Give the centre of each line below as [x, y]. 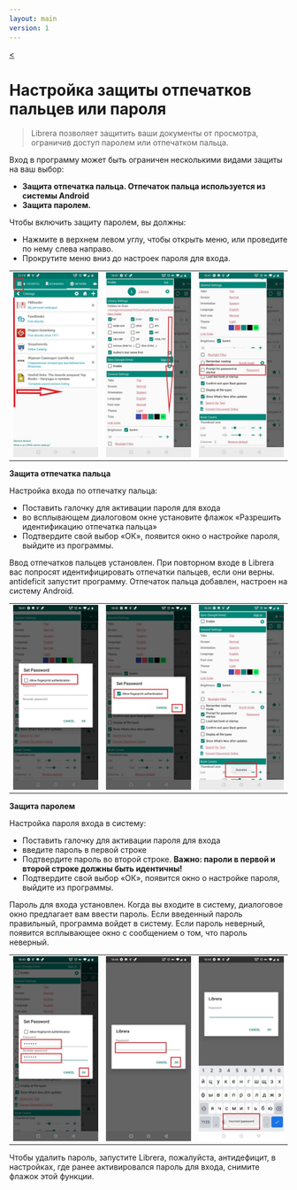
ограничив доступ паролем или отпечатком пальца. [129, 143]
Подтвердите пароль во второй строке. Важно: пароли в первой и [148, 860]
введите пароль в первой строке [84, 850]
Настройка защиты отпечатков [130, 90]
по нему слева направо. [68, 249]
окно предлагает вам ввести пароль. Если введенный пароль [126, 914]
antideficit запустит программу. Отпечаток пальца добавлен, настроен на [148, 582]
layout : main [33, 19]
